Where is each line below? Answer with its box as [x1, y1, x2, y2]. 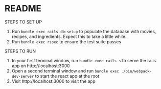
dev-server [11, 74, 34, 79]
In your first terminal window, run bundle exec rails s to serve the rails [11, 57, 156, 63]
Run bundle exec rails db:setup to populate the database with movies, [11, 28, 156, 34]
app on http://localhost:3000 [11, 63, 70, 69]
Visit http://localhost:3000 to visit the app [11, 78, 96, 84]
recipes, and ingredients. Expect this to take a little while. [11, 34, 127, 39]
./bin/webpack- [121, 69, 152, 73]
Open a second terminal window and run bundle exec [11, 68, 119, 73]
